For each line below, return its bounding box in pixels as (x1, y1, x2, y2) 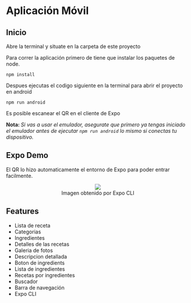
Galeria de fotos (14, 247, 54, 254)
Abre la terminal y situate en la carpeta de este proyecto (6, 43, 141, 50)
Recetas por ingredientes (14, 271, 75, 278)
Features (6, 206, 39, 216)
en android (6, 88, 32, 95)
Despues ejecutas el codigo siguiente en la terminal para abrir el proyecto (6, 82, 183, 89)
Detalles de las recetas (14, 240, 70, 247)
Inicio (6, 27, 27, 37)
